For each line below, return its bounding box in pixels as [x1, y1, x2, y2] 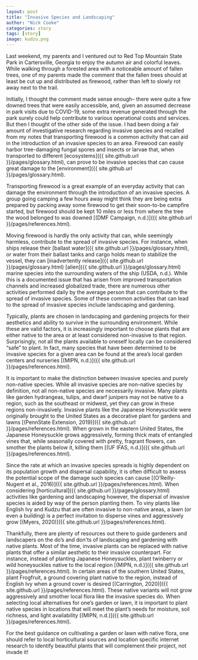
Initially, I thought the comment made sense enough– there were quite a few [6, 95, 191, 103]
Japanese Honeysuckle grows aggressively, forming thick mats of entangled [6, 431, 193, 438]
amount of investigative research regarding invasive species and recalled [6, 127, 184, 134]
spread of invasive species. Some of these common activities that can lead [6, 295, 189, 302]
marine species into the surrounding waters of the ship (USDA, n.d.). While [6, 270, 188, 276]
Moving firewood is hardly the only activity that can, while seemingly [6, 232, 173, 239]
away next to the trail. [6, 84, 59, 91]
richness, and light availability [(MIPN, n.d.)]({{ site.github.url [6, 612, 154, 618]
